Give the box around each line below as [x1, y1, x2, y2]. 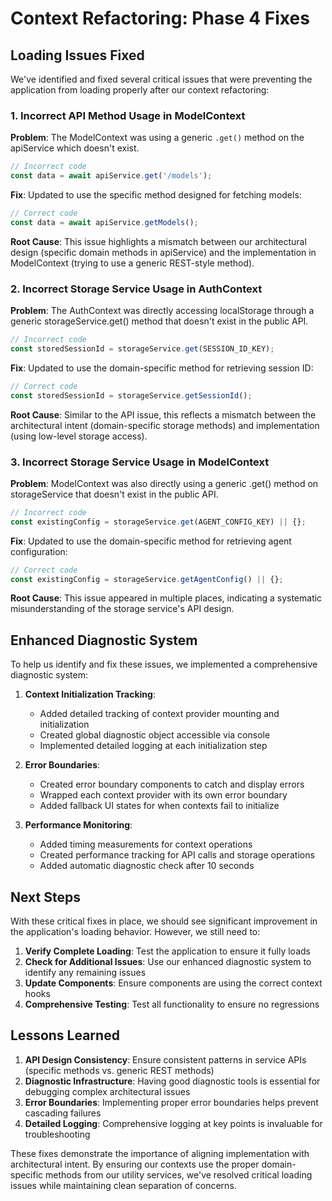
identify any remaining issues [24, 967, 147, 979]
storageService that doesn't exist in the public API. [10, 488, 219, 500]
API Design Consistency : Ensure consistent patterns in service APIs [24, 1053, 307, 1066]
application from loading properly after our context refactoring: [10, 84, 270, 96]
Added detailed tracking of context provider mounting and [39, 708, 280, 720]
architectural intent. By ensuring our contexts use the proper [10, 1158, 260, 1170]
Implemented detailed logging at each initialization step [39, 740, 268, 752]
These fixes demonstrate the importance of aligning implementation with [10, 1147, 310, 1159]
